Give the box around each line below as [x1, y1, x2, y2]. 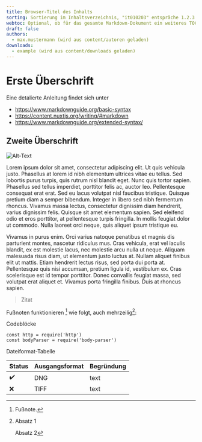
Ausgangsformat [34, 362, 84, 371]
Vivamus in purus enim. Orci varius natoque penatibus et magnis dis [6, 233, 175, 240]
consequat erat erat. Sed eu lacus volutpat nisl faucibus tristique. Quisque [6, 189, 189, 197]
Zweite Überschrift [6, 136, 79, 147]
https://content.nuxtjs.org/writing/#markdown [14, 112, 129, 119]
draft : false [6, 25, 39, 32]
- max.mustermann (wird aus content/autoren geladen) [11, 37, 149, 43]
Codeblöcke [6, 320, 37, 327]
